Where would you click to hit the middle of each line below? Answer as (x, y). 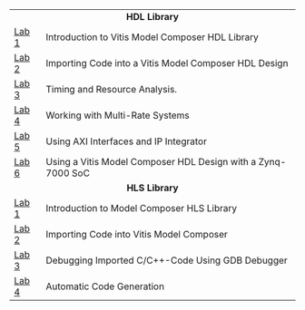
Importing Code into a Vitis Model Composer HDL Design (167, 63)
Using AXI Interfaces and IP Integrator (126, 141)
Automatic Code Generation (105, 286)
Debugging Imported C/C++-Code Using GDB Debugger (167, 260)
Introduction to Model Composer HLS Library (142, 208)
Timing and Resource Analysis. (112, 89)
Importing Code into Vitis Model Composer (137, 234)
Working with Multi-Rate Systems (118, 115)
